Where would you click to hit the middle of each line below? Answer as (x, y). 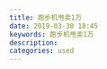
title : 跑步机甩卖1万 (46, 17)
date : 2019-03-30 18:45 (54, 26)
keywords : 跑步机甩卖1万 (52, 34)
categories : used (42, 51)
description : (34, 43)
